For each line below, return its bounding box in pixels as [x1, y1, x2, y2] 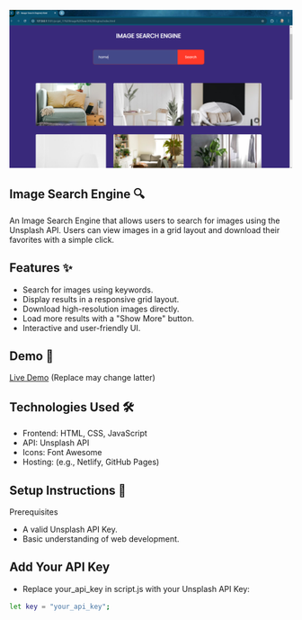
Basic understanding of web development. [22, 534, 180, 544]
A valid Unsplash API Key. [22, 524, 119, 535]
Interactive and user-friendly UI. [22, 322, 141, 333]
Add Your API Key [9, 560, 111, 575]
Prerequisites [9, 507, 58, 517]
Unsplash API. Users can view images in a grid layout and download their [9, 224, 280, 235]
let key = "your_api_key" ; [9, 602, 111, 611]
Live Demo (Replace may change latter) [9, 373, 155, 383]
